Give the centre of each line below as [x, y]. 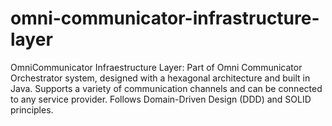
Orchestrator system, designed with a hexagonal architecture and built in [160, 78]
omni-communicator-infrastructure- [165, 18]
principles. [32, 109]
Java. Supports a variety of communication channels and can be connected [166, 88]
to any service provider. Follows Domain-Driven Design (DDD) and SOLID [161, 99]
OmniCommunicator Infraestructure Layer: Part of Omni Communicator [156, 67]
